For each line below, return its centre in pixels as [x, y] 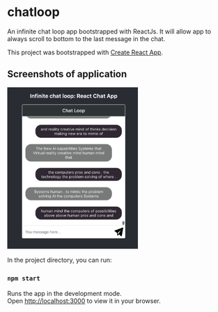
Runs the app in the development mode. [64, 293]
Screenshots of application [67, 74]
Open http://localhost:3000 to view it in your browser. [84, 301]
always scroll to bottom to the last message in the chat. [86, 38]
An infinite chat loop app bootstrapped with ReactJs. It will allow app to [109, 31]
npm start [24, 279]
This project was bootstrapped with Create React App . [85, 52]
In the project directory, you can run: [60, 260]
